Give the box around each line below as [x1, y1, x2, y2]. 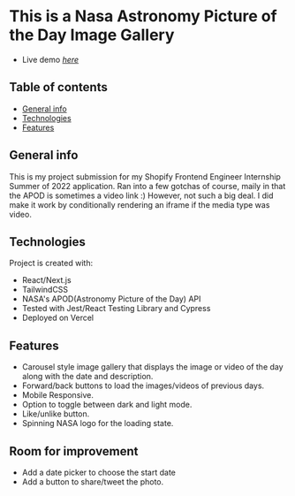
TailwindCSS [21, 285, 69, 295]
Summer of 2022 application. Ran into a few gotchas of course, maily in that [9, 180, 286, 191]
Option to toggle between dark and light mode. [21, 400, 193, 410]
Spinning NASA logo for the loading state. [21, 418, 174, 429]
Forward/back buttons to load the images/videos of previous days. [21, 380, 265, 391]
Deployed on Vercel [21, 312, 95, 324]
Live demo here [21, 54, 79, 65]
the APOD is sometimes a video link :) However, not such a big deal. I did [9, 190, 274, 201]
